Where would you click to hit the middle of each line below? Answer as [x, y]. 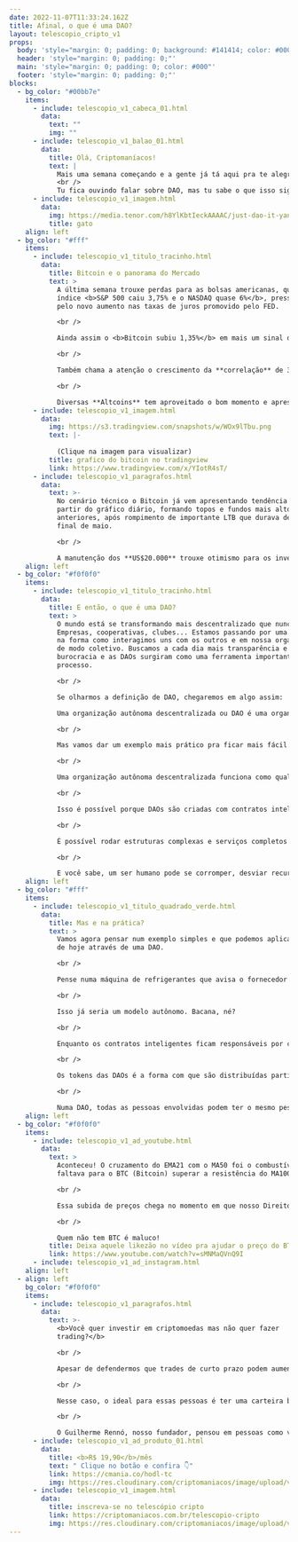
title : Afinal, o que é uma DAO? [71, 26]
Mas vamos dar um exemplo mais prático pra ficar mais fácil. [174, 745]
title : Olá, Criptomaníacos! [102, 157]
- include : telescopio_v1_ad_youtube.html [112, 1141]
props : [21, 42]
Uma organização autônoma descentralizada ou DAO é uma [162, 713]
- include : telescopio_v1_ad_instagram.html [116, 1263]
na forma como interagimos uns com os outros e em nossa [164, 641]
